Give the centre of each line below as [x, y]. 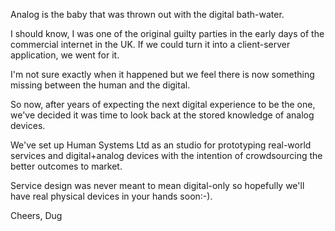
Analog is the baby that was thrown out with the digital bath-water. [147, 14]
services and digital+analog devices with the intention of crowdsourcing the [166, 155]
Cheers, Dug [36, 215]
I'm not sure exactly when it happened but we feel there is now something [162, 74]
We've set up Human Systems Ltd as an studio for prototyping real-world [161, 145]
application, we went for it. [65, 55]
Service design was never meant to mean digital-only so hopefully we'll [157, 185]
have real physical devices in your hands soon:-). [111, 196]
